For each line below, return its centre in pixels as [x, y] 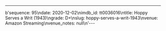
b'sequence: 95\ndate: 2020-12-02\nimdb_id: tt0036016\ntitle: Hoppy [77, 13]
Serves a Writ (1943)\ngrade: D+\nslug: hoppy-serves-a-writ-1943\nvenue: [82, 18]
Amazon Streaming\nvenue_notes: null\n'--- [50, 23]
